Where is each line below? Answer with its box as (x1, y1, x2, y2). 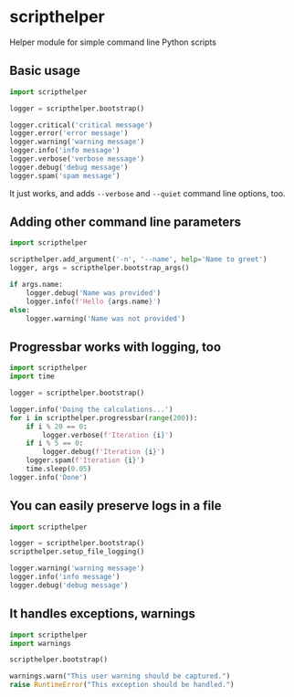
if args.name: (9, 280, 64, 290)
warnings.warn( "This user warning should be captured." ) (9, 671, 231, 681)
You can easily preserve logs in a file (9, 498, 222, 513)
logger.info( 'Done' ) (9, 472, 89, 481)
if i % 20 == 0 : (26, 422, 89, 431)
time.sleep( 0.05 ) (26, 464, 92, 473)
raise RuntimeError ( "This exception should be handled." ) (9, 681, 235, 690)
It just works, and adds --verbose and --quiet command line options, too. (9, 187, 286, 198)
